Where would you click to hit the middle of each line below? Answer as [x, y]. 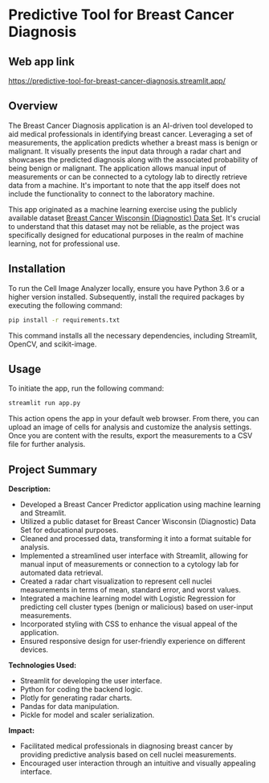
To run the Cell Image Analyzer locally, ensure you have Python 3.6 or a [126, 288]
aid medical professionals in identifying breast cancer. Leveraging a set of [130, 133]
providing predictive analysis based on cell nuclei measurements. [128, 754]
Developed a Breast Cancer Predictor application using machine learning [140, 504]
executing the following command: [65, 305]
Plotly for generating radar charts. [76, 698]
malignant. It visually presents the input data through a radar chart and [125, 151]
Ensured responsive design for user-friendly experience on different [132, 641]
